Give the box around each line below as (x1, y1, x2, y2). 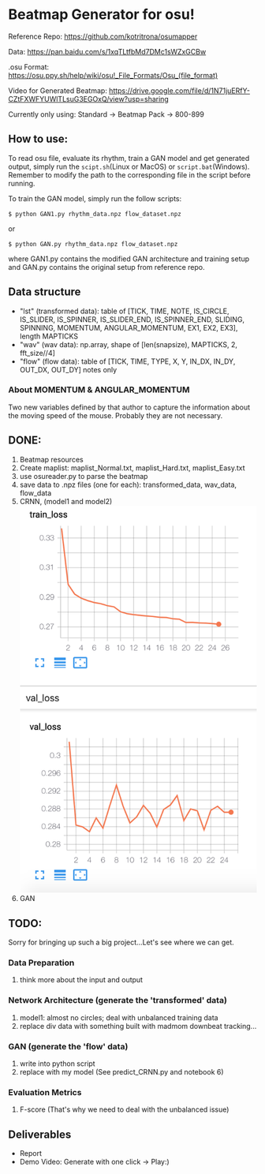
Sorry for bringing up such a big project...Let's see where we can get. (8, 937, 234, 947)
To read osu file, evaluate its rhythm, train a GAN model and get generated (8, 153, 250, 163)
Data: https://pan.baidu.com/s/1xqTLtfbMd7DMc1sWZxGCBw (8, 47, 207, 56)
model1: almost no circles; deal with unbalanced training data (19, 1012, 218, 1023)
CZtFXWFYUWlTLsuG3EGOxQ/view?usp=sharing (8, 94, 170, 103)
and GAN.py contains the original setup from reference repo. (8, 262, 205, 271)
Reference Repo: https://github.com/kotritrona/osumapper (8, 32, 198, 41)
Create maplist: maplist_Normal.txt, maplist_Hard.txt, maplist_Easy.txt (19, 463, 246, 473)
